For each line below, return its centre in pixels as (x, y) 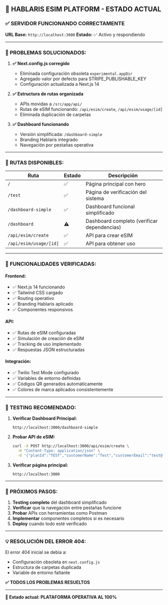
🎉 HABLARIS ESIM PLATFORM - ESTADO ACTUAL (83, 9)
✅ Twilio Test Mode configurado (45, 372)
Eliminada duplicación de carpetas (55, 114)
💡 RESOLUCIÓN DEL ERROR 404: (46, 541)
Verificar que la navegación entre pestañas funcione (67, 508)
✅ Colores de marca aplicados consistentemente (63, 389)
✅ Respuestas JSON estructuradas (48, 350)
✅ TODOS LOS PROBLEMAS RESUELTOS (47, 582)
